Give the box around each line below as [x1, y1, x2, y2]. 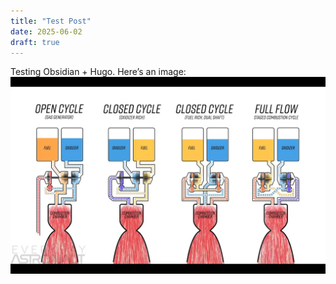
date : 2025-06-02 [10, 26, 83, 37]
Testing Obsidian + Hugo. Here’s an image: [10, 66, 187, 78]
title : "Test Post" [10, 16, 92, 26]
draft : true [10, 37, 60, 47]
